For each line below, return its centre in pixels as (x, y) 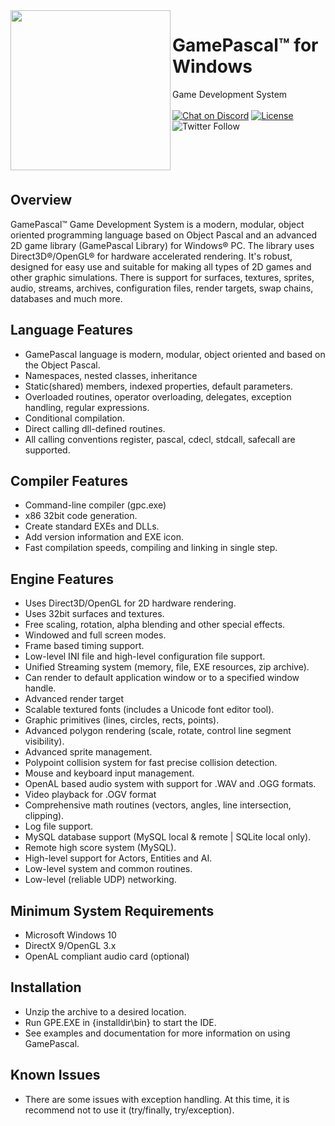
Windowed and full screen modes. (95, 635)
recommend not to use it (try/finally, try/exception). (129, 1110)
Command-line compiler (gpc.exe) (95, 505)
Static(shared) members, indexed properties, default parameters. (158, 386)
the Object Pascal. (62, 365)
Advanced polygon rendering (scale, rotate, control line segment (158, 731)
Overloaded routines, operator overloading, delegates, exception (158, 396)
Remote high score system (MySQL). (100, 848)
